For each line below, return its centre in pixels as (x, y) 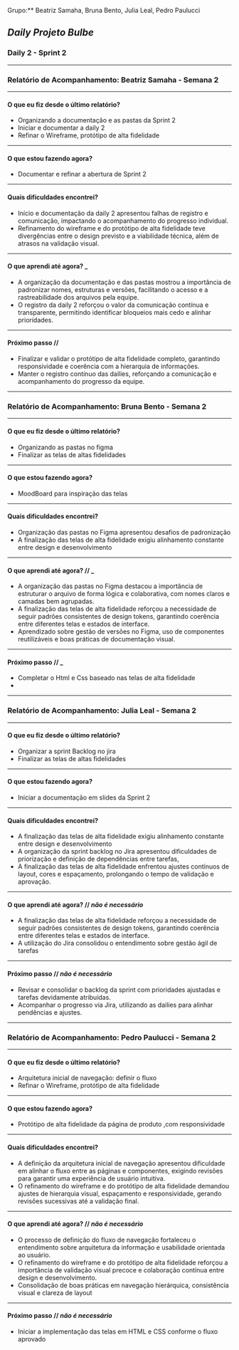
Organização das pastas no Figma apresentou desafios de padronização (124, 532)
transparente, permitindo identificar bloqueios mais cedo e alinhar (114, 312)
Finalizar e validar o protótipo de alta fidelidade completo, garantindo (119, 359)
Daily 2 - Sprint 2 (37, 53)
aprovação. (34, 881)
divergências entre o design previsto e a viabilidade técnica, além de (118, 236)
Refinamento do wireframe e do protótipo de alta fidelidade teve (112, 228)
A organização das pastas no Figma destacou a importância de (110, 586)
